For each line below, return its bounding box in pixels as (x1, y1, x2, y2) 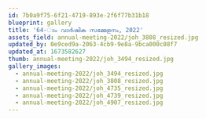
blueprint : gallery (8, 19, 72, 27)
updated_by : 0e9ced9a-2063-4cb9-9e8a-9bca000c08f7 (8, 41, 178, 49)
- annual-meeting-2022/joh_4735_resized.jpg (15, 84, 164, 92)
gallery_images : (8, 63, 61, 70)
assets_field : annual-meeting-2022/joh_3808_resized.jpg (8, 33, 199, 41)
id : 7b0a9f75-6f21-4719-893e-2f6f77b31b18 (8, 11, 149, 20)
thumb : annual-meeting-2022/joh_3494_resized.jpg (8, 56, 175, 63)
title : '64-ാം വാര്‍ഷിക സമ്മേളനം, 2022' (8, 26, 144, 34)
